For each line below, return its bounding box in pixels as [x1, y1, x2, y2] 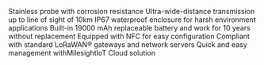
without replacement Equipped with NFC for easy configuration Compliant [8, 31, 250, 41]
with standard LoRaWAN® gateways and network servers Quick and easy [8, 40, 247, 49]
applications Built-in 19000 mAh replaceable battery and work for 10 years [8, 23, 251, 32]
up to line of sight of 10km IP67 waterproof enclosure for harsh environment [8, 15, 256, 24]
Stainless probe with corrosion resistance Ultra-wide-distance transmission [8, 7, 255, 16]
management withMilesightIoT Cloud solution [8, 49, 156, 57]
